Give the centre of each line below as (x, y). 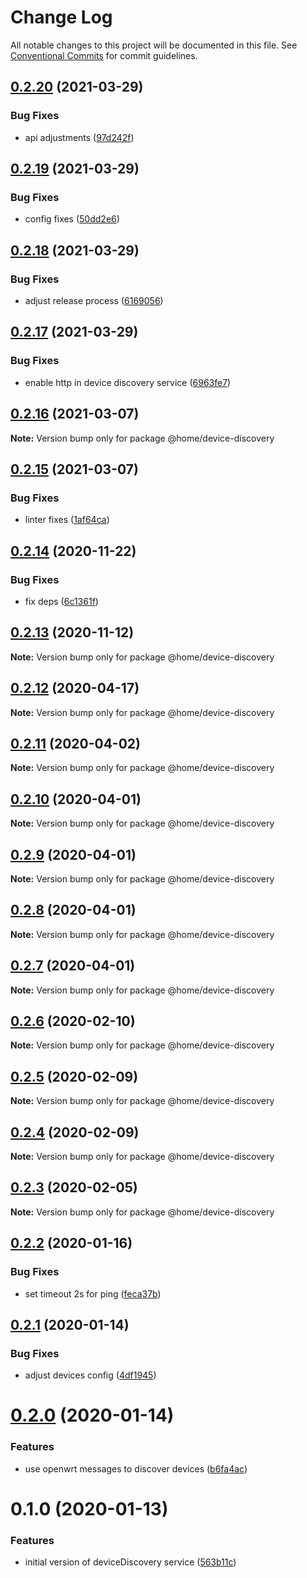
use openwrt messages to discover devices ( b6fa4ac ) (136, 1468)
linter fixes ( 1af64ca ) (67, 520)
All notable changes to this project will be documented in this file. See (154, 45)
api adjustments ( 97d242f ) (79, 137)
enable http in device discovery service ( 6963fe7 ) (128, 382)
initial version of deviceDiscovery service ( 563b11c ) (130, 1562)
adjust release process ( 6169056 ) (94, 300)
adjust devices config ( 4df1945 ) (90, 1375)
